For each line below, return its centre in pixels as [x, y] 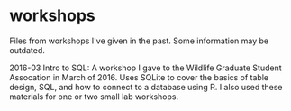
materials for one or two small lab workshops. [94, 97]
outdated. [27, 50]
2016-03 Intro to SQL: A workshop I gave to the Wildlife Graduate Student [145, 68]
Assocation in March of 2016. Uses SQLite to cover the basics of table [139, 77]
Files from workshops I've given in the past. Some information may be [139, 41]
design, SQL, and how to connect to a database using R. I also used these [146, 87]
